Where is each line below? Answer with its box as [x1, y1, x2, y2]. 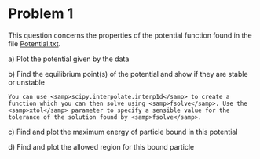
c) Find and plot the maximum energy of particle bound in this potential [8, 127, 238, 136]
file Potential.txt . [8, 38, 61, 48]
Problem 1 [8, 5, 74, 23]
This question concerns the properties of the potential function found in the [8, 31, 253, 40]
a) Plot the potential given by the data [8, 54, 130, 63]
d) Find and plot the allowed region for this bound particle [8, 142, 195, 151]
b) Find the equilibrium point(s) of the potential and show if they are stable [8, 69, 249, 78]
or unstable [8, 78, 46, 87]
